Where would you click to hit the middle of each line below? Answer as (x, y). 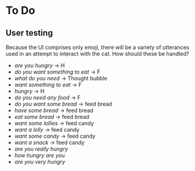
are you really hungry (41, 149)
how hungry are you (40, 155)
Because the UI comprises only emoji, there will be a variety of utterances (97, 47)
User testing (29, 33)
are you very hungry (40, 162)
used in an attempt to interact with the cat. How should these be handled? (97, 54)
